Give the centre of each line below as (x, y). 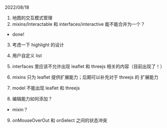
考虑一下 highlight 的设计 (38, 45)
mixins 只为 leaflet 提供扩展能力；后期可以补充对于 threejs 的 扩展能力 (85, 77)
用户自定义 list (27, 56)
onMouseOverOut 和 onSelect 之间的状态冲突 (60, 120)
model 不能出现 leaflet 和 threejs (46, 88)
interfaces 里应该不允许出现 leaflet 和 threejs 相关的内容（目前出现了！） (88, 66)
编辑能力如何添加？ (32, 99)
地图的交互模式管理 (32, 18)
